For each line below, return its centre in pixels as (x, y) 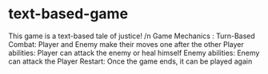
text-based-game (68, 14)
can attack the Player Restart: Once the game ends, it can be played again (130, 61)
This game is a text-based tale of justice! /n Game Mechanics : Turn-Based (132, 36)
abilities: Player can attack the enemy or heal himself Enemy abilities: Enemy (134, 53)
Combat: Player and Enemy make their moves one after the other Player (126, 44)
